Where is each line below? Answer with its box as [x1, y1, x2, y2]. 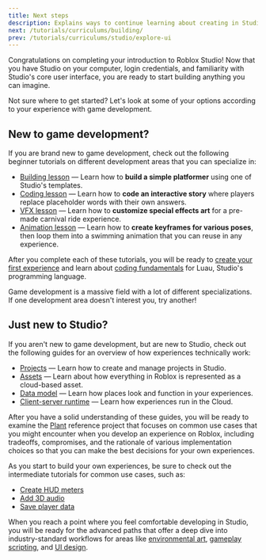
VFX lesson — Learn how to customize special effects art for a [19, 206, 227, 215]
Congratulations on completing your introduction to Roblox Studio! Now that [8, 55, 256, 65]
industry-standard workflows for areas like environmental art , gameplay [8, 534, 242, 543]
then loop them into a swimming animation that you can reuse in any [19, 231, 243, 241]
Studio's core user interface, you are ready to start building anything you [8, 72, 245, 82]
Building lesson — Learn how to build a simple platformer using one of [19, 172, 252, 182]
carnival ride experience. [40, 215, 121, 224]
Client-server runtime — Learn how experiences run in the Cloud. [19, 397, 234, 406]
